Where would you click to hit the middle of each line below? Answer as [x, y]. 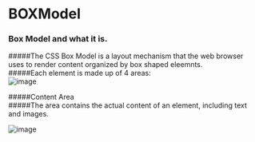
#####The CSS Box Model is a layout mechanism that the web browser [126, 56]
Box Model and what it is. [58, 39]
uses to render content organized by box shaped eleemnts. [106, 65]
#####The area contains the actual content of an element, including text [128, 105]
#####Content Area [41, 97]
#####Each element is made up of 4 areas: [80, 73]
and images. [29, 114]
